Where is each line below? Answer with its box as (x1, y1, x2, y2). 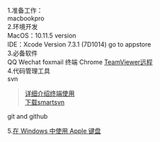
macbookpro (7, 14, 45, 23)
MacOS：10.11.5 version (7, 31, 76, 40)
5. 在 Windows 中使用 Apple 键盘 (7, 126, 101, 135)
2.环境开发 (7, 23, 38, 30)
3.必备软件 (7, 49, 38, 57)
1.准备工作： (7, 6, 43, 14)
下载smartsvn (24, 98, 65, 106)
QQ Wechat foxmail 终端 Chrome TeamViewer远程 (7, 58, 154, 66)
